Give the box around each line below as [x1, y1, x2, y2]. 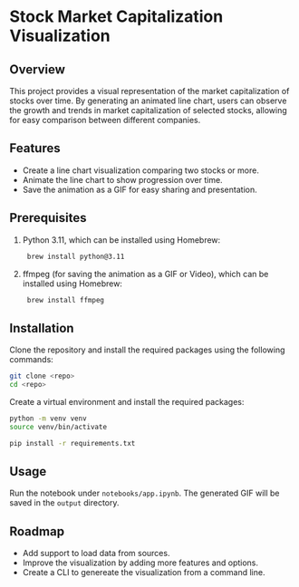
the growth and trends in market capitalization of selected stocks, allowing [9, 105, 287, 115]
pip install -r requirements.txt [9, 438, 136, 447]
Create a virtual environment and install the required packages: [9, 396, 245, 407]
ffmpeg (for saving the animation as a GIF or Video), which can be [22, 268, 269, 279]
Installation [9, 320, 74, 336]
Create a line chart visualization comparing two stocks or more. [22, 165, 260, 176]
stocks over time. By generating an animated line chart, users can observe [9, 95, 287, 106]
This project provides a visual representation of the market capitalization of [9, 86, 290, 96]
